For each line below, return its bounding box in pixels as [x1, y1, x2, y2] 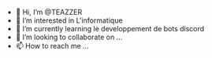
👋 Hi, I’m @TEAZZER [15, 8, 83, 16]
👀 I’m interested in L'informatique [15, 16, 124, 25]
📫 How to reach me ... [15, 42, 89, 50]
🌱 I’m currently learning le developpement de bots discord [15, 24, 205, 33]
